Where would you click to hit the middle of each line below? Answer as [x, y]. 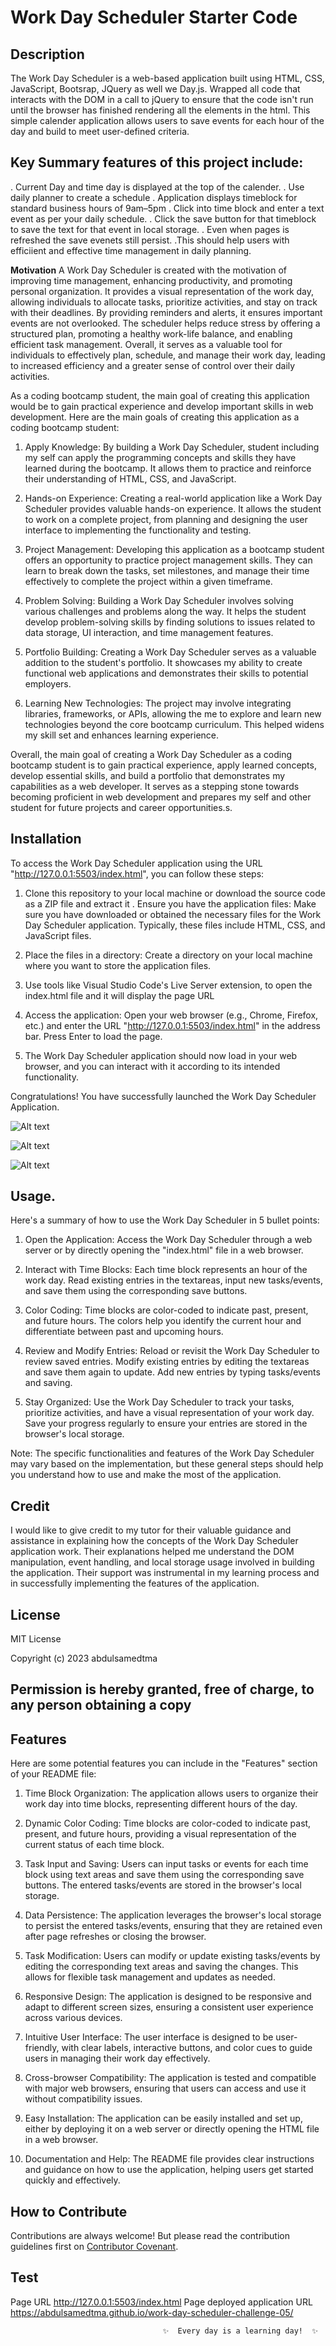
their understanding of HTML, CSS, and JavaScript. [130, 478]
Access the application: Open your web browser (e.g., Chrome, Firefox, [171, 1015]
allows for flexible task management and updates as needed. [150, 1977]
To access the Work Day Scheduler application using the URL [136, 863]
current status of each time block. [94, 1845]
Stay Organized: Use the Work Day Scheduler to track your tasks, [159, 1402]
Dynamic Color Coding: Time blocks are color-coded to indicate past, [168, 1823]
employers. [48, 683]
